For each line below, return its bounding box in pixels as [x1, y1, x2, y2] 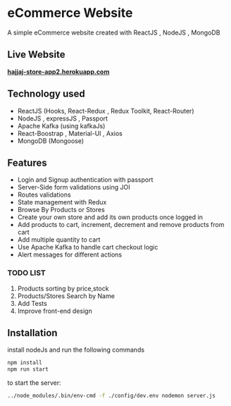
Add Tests [17, 299, 47, 307]
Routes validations [17, 190, 72, 199]
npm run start [7, 366, 49, 373]
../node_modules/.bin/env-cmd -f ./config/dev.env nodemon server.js [7, 393, 216, 400]
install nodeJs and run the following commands [7, 345, 145, 354]
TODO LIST [7, 268, 46, 278]
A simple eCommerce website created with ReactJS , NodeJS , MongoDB [7, 28, 220, 37]
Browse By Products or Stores [17, 206, 106, 214]
